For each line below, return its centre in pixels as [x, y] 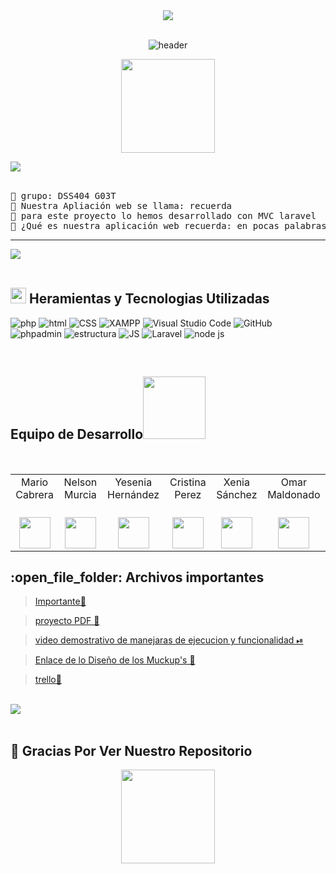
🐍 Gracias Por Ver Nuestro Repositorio [131, 750]
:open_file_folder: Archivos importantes [137, 577]
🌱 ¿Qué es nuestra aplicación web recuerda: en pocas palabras [168, 225]
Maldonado [294, 494]
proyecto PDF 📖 [67, 621]
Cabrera [34, 494]
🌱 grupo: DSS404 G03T [63, 195]
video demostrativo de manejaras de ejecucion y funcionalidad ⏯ [169, 640]
